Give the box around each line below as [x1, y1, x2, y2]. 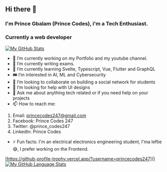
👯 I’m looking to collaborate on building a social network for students [12, 79, 155, 85]
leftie [151, 139, 162, 145]
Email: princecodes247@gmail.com [12, 112, 87, 118]
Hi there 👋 [5, 5, 37, 14]
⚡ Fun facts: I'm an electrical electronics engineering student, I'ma [12, 139, 150, 145]
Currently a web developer [5, 34, 72, 41]
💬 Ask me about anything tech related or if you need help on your [12, 90, 148, 96]
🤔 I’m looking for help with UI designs [12, 84, 90, 90]
